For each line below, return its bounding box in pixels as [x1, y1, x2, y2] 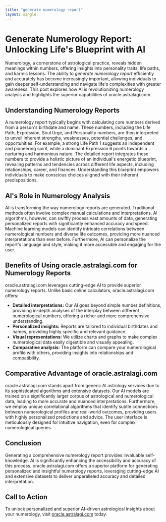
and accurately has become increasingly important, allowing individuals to [5, 76, 157, 82]
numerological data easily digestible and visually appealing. [12, 339, 134, 345]
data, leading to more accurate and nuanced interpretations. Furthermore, [5, 398, 156, 404]
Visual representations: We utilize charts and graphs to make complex [12, 334, 158, 340]
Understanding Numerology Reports [5, 106, 120, 115]
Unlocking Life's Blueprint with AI [5, 44, 146, 55]
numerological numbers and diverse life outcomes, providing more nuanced [5, 231, 160, 237]
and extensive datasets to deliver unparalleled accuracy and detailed [5, 473, 146, 479]
